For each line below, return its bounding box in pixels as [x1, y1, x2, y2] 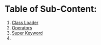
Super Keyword [11, 30, 43, 36]
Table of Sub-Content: [4, 3, 97, 15]
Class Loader [11, 20, 39, 25]
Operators [11, 24, 32, 30]
